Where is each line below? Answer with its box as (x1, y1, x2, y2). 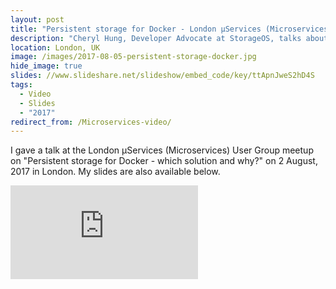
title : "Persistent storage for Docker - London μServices (10, 24, 262, 34)
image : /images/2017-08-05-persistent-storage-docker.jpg (10, 52, 257, 62)
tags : (10, 80, 33, 90)
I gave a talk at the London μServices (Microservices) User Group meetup (10, 144, 314, 156)
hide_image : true (10, 61, 83, 71)
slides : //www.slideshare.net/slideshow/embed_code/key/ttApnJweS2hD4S (10, 71, 315, 81)
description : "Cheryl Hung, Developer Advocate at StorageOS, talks (10, 33, 302, 43)
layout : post (10, 14, 65, 25)
